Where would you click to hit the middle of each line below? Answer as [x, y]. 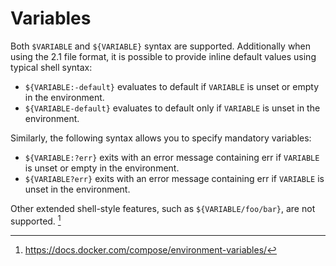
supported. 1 [36, 220]
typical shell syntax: [51, 67]
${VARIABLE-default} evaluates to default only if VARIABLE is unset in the [172, 108]
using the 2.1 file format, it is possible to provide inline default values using [163, 56]
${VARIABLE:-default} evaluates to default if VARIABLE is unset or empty [172, 86]
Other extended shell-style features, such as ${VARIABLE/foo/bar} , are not [163, 208]
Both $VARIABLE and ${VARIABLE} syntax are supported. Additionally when [161, 46]
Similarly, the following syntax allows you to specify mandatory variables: [161, 138]
